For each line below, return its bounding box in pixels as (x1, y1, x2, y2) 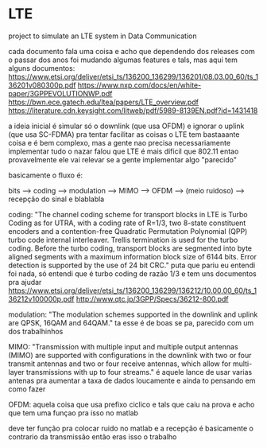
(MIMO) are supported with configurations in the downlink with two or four (8, 350, 252, 360)
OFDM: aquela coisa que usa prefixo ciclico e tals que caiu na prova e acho (8, 399, 255, 409)
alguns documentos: (8, 63, 75, 72)
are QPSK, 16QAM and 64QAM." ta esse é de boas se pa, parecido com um (8, 317, 254, 327)
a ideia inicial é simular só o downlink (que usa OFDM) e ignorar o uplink (8, 121, 245, 131)
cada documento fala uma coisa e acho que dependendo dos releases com (8, 46, 256, 56)
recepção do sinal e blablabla (8, 194, 105, 204)
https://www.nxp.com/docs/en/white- (77, 80, 202, 90)
